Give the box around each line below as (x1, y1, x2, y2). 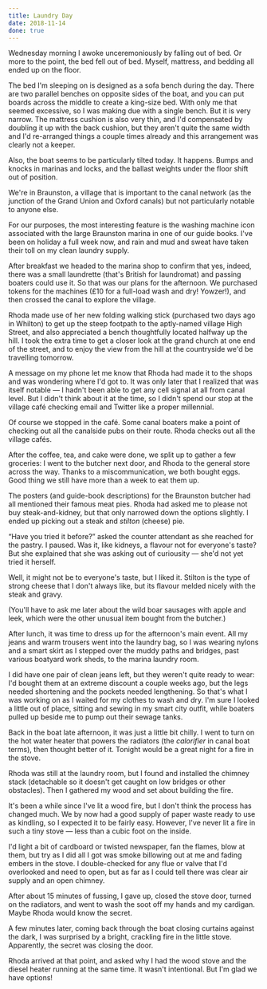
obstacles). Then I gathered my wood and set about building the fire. (8, 786, 234, 795)
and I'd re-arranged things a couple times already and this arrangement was (8, 132, 259, 141)
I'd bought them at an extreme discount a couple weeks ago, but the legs (8, 679, 249, 688)
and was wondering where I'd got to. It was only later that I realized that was (8, 376, 259, 387)
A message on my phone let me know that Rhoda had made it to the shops (8, 368, 253, 378)
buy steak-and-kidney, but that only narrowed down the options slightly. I (8, 508, 249, 518)
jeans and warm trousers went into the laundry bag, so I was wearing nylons (8, 637, 259, 647)
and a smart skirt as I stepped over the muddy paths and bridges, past (8, 646, 239, 656)
